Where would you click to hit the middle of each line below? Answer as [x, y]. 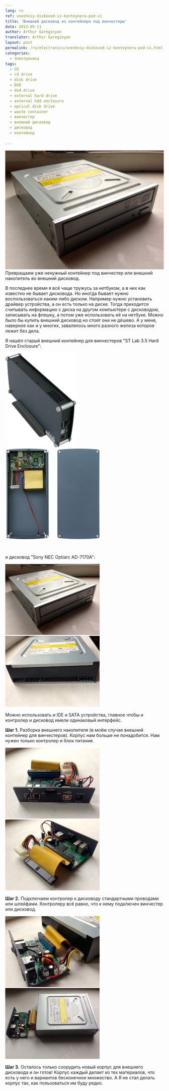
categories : [18, 53]
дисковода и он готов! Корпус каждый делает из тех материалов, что [80, 1072]
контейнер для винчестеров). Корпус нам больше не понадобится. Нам [82, 735]
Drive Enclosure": [23, 346]
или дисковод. [21, 909]
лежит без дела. [23, 331]
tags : [11, 64]
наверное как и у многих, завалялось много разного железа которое [80, 326]
